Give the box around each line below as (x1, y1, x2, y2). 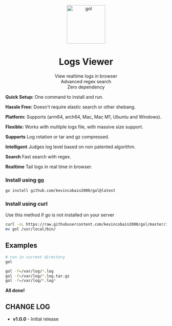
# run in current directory (5, 255, 66, 260)
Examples (5, 241, 37, 249)
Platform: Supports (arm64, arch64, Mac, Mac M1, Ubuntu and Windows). (5, 114, 162, 120)
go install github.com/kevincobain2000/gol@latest (5, 188, 116, 193)
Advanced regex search (60, 78, 112, 84)
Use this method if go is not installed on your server (5, 212, 115, 218)
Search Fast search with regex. (5, 153, 72, 159)
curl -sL (5, 222, 24, 227)
